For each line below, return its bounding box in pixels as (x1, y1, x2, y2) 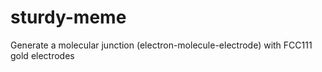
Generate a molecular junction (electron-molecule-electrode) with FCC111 (10, 39, 313, 51)
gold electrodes (10, 49, 75, 61)
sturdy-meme (10, 6, 127, 29)
